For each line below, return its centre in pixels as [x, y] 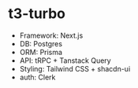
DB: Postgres [41, 43]
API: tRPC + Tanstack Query [65, 60]
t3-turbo [37, 14]
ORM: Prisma [41, 52]
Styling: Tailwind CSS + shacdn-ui [75, 68]
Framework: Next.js [51, 35]
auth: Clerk [37, 77]
